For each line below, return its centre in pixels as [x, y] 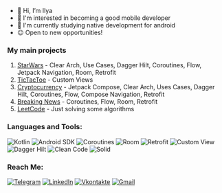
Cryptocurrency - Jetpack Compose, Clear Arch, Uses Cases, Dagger [116, 87]
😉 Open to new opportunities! [60, 32]
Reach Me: [25, 167]
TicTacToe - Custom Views [55, 80]
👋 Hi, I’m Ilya [35, 11]
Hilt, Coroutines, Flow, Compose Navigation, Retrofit [91, 94]
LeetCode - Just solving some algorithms [76, 109]
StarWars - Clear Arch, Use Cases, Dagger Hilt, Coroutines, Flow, [109, 65]
